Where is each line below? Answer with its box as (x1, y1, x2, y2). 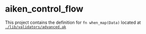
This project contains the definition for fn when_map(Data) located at (5, 19, 141, 25)
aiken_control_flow (5, 3, 84, 15)
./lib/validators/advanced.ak (5, 24, 67, 30)
